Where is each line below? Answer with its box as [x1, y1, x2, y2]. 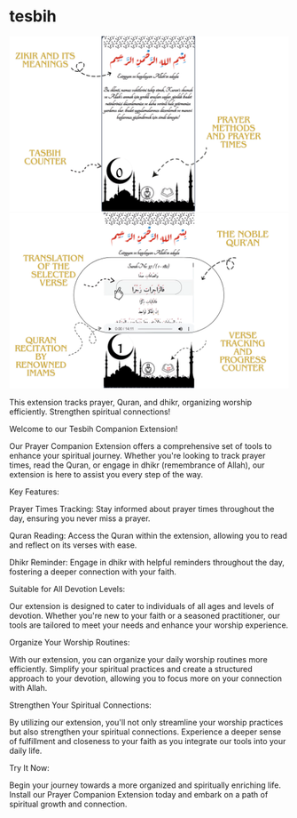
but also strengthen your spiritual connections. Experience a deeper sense [9, 726, 282, 737]
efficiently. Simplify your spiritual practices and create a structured [9, 663, 253, 674]
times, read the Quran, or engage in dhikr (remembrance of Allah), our [9, 460, 265, 470]
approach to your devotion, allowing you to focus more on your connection [9, 673, 282, 684]
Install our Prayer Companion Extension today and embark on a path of [9, 789, 269, 799]
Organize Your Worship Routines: [9, 637, 130, 647]
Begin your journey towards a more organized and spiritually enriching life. [9, 780, 282, 790]
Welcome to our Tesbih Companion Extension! [9, 423, 179, 434]
